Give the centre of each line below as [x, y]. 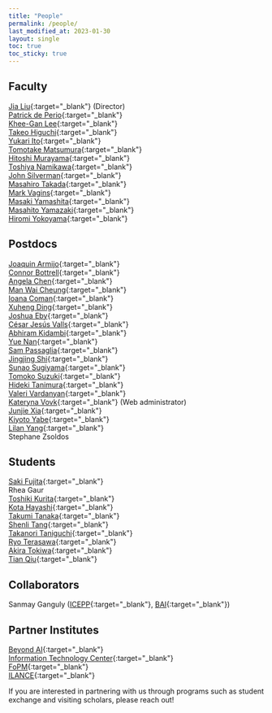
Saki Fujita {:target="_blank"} [56, 481]
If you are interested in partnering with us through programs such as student [136, 691]
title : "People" [36, 16]
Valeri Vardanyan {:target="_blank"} [67, 393]
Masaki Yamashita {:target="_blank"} [69, 201]
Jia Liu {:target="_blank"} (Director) [67, 106]
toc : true [25, 46]
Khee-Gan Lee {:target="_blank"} [63, 124]
